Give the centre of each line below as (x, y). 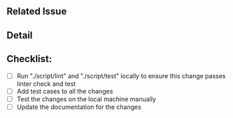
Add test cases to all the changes (65, 91)
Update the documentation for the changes (79, 107)
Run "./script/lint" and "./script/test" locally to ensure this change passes (121, 75)
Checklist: (29, 59)
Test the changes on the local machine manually (86, 99)
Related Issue (37, 12)
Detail (20, 35)
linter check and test (46, 84)
